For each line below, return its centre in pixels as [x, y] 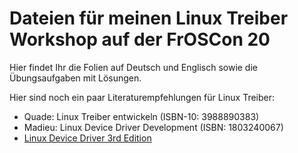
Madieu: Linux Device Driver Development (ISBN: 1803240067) [153, 127]
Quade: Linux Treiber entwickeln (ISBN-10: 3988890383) [141, 116]
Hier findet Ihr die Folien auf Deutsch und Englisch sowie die [133, 67]
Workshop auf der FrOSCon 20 [140, 39]
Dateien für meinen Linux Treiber [149, 18]
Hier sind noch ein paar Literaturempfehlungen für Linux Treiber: [142, 97]
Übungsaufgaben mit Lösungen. [75, 78]
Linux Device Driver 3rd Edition [87, 138]
